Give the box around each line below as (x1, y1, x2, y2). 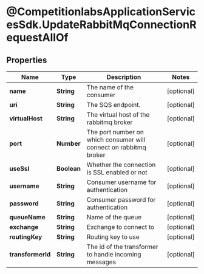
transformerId (9, 250, 51, 258)
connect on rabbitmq (86, 143, 147, 151)
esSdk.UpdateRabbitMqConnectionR (6, 18, 197, 32)
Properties (6, 55, 47, 65)
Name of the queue (86, 213, 141, 221)
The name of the (86, 83, 134, 91)
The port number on (86, 128, 144, 136)
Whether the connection (86, 160, 156, 169)
